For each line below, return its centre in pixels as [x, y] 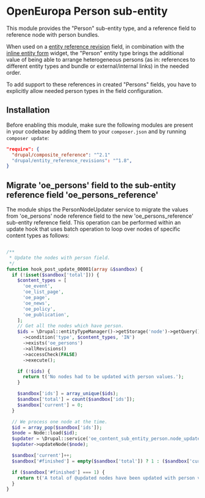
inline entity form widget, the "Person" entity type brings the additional [95, 53]
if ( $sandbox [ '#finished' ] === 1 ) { [58, 472]
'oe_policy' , [39, 309]
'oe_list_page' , [43, 292]
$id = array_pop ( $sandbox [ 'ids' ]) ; [57, 427]
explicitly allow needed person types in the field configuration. [85, 91]
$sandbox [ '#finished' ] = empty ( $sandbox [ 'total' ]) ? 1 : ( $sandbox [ [101, 461]
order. [14, 72]
